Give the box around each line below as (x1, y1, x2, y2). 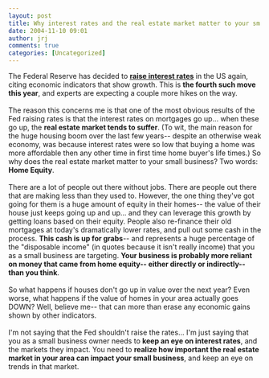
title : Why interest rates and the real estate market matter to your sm (8, 19, 261, 27)
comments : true (8, 42, 59, 50)
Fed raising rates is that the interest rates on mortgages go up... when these (8, 114, 259, 123)
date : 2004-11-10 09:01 (8, 27, 88, 35)
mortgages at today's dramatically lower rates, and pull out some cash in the (8, 225, 262, 234)
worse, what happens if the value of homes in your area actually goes (8, 294, 239, 302)
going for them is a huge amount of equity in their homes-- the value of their (8, 199, 261, 209)
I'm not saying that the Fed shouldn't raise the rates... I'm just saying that (8, 327, 249, 337)
